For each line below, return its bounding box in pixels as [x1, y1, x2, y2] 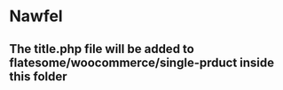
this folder [9, 69, 68, 84]
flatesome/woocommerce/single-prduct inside [9, 55, 275, 70]
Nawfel [9, 6, 64, 26]
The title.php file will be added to [9, 41, 195, 56]
